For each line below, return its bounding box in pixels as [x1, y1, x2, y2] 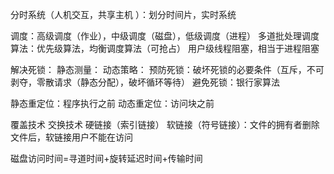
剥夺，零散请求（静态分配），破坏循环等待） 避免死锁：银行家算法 [10, 76, 280, 88]
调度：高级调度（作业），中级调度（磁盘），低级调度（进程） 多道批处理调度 [10, 30, 320, 42]
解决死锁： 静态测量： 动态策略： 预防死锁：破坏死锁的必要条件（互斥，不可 [10, 64, 325, 75]
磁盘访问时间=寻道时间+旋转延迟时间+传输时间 [10, 153, 203, 164]
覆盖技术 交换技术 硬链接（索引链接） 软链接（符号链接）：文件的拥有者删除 [10, 119, 320, 130]
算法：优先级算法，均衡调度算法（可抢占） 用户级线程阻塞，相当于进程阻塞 [10, 43, 320, 54]
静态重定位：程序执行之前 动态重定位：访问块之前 [10, 98, 215, 109]
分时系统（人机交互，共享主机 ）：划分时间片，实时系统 [10, 9, 237, 20]
